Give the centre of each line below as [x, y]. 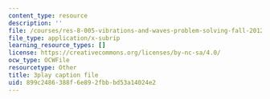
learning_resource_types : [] [57, 46]
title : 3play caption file [53, 75]
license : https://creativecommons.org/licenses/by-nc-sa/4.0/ [115, 53]
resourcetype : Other [43, 68]
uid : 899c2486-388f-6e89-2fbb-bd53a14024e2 [82, 82]
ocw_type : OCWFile [39, 61]
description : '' [35, 23]
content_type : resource [48, 16]
